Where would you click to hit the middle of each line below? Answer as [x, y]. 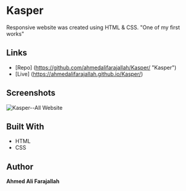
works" [15, 33]
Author [20, 166]
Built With [25, 126]
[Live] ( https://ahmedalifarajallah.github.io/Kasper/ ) [79, 74]
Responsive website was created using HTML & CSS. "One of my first [93, 27]
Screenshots [31, 93]
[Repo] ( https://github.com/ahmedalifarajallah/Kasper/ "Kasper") [96, 67]
